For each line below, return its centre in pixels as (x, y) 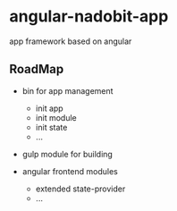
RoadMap (37, 69)
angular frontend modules (70, 171)
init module (56, 117)
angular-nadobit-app (89, 17)
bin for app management (67, 90)
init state (51, 127)
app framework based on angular (71, 41)
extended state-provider (80, 189)
